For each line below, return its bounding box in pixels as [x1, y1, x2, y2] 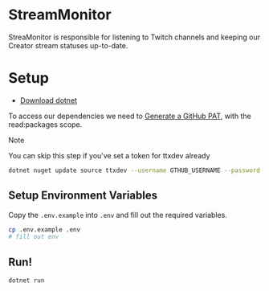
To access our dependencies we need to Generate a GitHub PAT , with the [8, 111, 251, 121]
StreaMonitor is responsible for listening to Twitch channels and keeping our [8, 32, 261, 42]
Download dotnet [19, 95, 78, 105]
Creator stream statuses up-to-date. [8, 40, 128, 50]
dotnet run [8, 277, 45, 285]
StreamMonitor [8, 6, 112, 24]
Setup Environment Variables [8, 189, 158, 203]
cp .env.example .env [8, 225, 81, 234]
